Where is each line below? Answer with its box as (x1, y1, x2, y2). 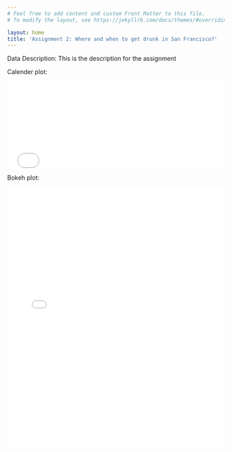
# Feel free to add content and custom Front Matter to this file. (7, 10, 206, 17)
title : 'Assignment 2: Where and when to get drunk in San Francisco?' (7, 35, 217, 42)
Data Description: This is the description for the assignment (7, 55, 177, 63)
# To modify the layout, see (7, 17, 91, 23)
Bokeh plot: (7, 173, 40, 182)
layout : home (7, 29, 45, 36)
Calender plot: (7, 68, 48, 76)
